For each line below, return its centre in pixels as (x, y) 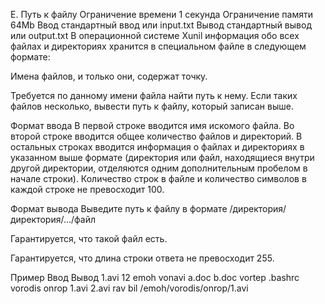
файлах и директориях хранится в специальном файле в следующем (158, 46)
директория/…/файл (53, 219)
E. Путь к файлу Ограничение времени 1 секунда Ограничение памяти (162, 14)
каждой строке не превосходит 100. (87, 189)
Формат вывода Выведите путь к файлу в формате (119, 208)
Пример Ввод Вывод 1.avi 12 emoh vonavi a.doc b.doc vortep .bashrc (155, 277)
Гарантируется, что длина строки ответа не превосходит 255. (142, 258)
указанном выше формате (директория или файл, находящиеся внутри (162, 157)
